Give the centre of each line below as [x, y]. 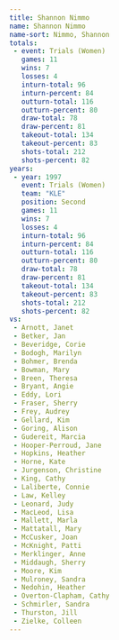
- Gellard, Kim [41, 420]
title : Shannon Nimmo [50, 18]
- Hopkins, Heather [50, 453]
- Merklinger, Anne [50, 554]
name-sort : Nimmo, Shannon [59, 34]
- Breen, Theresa [45, 378]
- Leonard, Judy [43, 504]
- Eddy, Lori [38, 395]
